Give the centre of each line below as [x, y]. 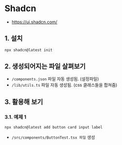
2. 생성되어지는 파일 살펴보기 [45, 66]
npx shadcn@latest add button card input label [54, 127]
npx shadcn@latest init [29, 50]
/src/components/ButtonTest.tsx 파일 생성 [53, 137]
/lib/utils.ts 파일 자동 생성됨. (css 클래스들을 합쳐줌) [64, 85]
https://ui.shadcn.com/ [35, 22]
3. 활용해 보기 [24, 102]
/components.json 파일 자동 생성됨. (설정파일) [55, 79]
